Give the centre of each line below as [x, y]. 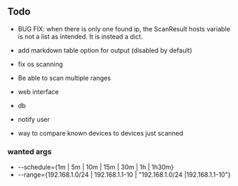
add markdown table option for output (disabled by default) [105, 50]
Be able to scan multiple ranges [64, 78]
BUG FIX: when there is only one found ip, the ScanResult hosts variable [124, 29]
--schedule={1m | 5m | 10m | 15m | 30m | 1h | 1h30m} [96, 167]
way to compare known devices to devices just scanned [100, 133]
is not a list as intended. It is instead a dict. [80, 36]
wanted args [30, 151]
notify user [34, 119]
